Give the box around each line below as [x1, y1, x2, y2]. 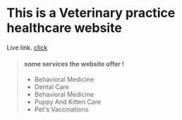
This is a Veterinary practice [6, 5, 176, 21]
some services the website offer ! [23, 59, 125, 68]
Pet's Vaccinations [34, 105, 89, 114]
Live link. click [6, 43, 48, 52]
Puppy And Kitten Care [34, 97, 102, 107]
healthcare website [6, 20, 123, 36]
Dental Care [34, 83, 70, 91]
